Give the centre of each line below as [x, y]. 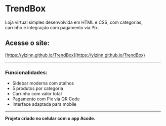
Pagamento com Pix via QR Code [46, 99]
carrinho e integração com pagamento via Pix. [52, 27]
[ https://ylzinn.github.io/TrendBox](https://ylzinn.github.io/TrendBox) [75, 55]
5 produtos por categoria [38, 88]
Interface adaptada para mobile [44, 104]
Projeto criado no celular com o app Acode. [50, 119]
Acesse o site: [27, 43]
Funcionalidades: [26, 72]
